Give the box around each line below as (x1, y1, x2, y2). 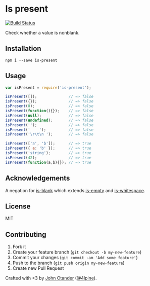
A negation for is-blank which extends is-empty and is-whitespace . (5, 187, 145, 193)
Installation (5, 44, 41, 53)
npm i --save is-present (5, 58, 58, 63)
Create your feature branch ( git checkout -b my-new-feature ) (12, 249, 142, 255)
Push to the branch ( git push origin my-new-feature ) (12, 260, 125, 266)
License (5, 202, 31, 210)
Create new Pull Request (12, 265, 64, 271)
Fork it (12, 244, 26, 250)
